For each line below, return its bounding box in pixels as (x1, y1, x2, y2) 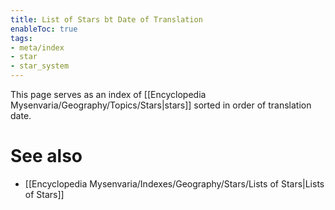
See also (10, 145, 83, 168)
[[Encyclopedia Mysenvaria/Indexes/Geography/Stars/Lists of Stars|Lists (24, 177, 325, 190)
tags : (10, 33, 33, 43)
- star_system (10, 61, 70, 71)
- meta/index (10, 42, 65, 53)
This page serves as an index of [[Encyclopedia (10, 89, 207, 100)
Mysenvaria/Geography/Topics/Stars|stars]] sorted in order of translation (10, 99, 312, 111)
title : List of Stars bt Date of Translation (10, 14, 203, 25)
